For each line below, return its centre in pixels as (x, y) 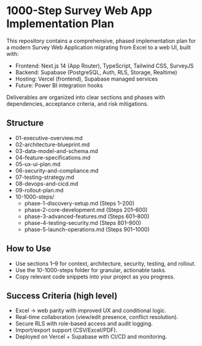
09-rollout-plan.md (39, 190)
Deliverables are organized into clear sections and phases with (86, 97)
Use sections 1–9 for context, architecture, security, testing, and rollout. (106, 263)
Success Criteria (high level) (62, 296)
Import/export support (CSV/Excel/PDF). (66, 330)
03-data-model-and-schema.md (56, 151)
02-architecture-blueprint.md (52, 144)
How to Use (29, 249)
